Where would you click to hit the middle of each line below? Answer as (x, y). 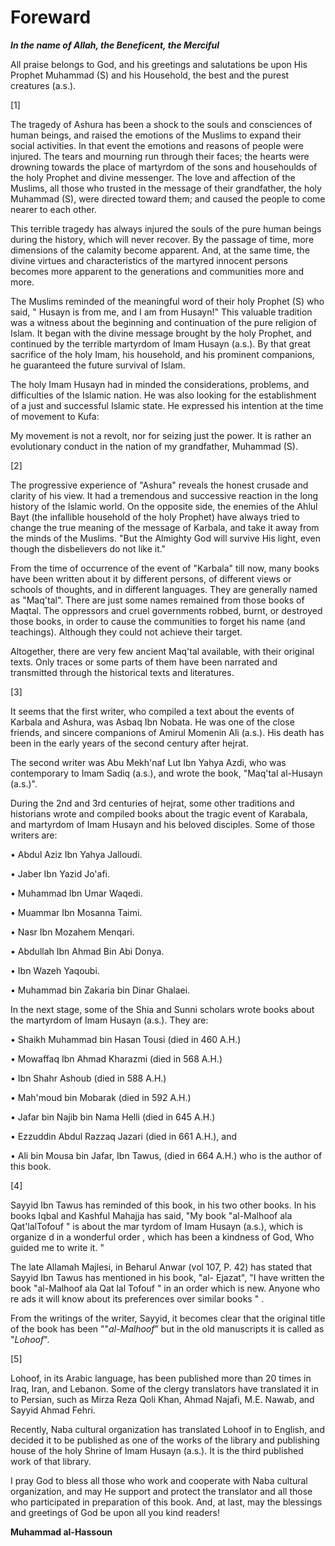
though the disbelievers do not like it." (88, 548)
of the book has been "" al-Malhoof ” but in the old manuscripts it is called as (167, 1328)
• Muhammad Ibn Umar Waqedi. (76, 893)
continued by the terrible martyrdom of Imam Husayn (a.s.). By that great (160, 343)
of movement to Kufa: (55, 416)
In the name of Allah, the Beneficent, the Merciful (115, 45)
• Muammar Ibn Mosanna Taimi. (76, 912)
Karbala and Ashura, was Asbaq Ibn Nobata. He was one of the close (152, 722)
